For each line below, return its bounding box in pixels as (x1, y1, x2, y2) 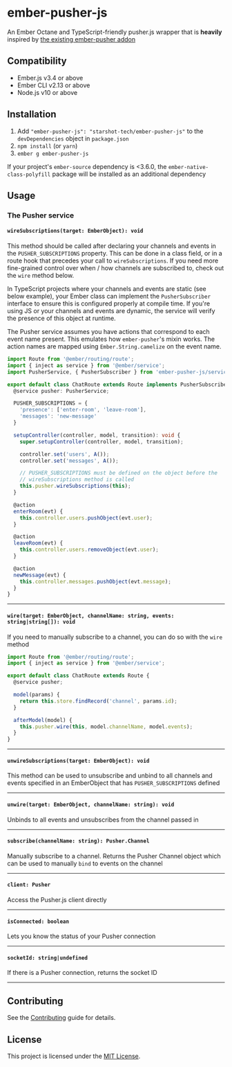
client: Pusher (7, 881, 51, 888)
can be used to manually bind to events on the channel (7, 859, 164, 867)
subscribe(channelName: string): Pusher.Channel (7, 838, 150, 845)
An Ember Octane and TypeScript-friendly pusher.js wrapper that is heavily (7, 28, 222, 36)
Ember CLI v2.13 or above (17, 81, 90, 89)
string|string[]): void (7, 618, 76, 625)
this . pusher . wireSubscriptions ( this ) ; (19, 483, 131, 490)
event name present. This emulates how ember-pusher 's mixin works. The (7, 335, 215, 344)
